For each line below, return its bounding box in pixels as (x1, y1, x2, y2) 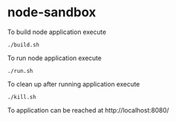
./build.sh (7, 41, 40, 48)
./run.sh (7, 67, 33, 74)
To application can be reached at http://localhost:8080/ (7, 105, 170, 114)
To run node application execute (7, 54, 101, 62)
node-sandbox (7, 4, 97, 21)
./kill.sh (7, 93, 37, 100)
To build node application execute (7, 28, 106, 36)
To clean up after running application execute (7, 79, 141, 88)
